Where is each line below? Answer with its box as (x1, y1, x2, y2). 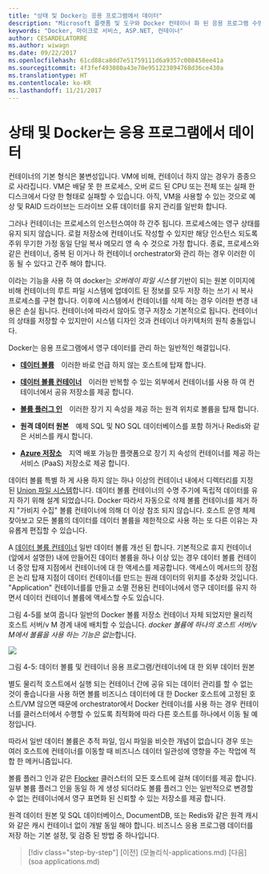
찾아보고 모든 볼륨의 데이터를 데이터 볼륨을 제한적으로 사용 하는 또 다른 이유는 (8, 515, 250, 526)
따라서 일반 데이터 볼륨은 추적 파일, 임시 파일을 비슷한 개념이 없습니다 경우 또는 (8, 736, 254, 746)
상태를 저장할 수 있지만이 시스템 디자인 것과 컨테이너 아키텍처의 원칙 (16, 316, 228, 326)
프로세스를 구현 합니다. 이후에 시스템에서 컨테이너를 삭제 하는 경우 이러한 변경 (8, 296, 250, 306)
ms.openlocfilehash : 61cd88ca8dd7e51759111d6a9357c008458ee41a (8, 57, 224, 65)
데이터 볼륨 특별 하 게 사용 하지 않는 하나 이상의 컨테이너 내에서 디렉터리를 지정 (8, 475, 254, 486)
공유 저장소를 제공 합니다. (54, 387, 134, 397)
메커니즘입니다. (25, 756, 73, 766)
